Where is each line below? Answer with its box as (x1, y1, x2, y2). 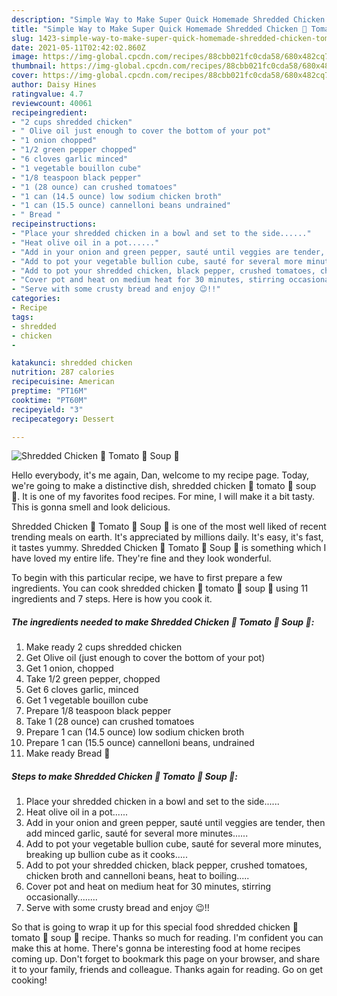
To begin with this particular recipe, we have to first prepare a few (11, 572, 283, 584)
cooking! (11, 974, 48, 986)
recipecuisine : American (11, 377, 115, 387)
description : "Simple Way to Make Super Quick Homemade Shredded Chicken (11, 14, 326, 25)
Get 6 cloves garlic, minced (25, 684, 139, 696)
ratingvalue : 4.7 (11, 89, 84, 99)
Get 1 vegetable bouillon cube (25, 694, 149, 706)
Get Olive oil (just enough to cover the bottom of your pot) (25, 652, 266, 664)
